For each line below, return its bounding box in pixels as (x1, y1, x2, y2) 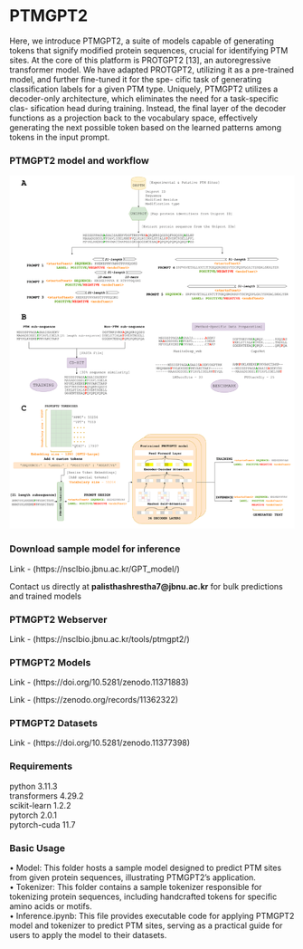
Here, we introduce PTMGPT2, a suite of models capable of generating (9, 35, 274, 46)
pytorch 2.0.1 (9, 810, 57, 820)
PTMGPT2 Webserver (9, 613, 108, 626)
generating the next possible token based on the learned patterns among (9, 121, 282, 132)
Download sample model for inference (9, 542, 181, 555)
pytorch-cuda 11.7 (9, 819, 76, 829)
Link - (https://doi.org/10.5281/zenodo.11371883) (9, 676, 189, 688)
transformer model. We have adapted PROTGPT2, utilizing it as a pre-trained (9, 64, 295, 75)
